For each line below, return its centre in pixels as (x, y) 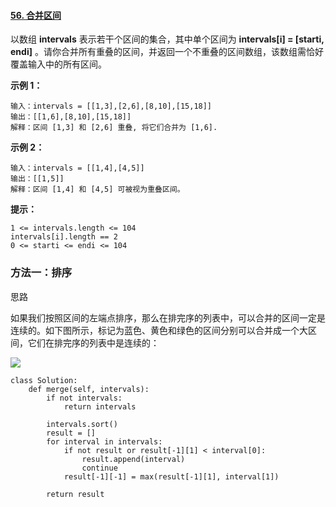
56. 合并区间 (36, 15)
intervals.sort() (82, 424)
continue (99, 468)
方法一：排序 (41, 273)
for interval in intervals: (104, 441)
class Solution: (44, 380)
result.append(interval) (133, 459)
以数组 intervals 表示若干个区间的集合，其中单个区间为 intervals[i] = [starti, (167, 39)
